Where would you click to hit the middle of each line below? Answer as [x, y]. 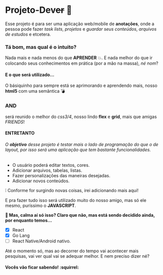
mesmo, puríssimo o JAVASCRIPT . [41, 205]
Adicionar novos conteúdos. [41, 181]
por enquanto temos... [29, 220]
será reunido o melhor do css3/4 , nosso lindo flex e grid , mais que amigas [81, 117]
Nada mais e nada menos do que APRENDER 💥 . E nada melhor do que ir [79, 58]
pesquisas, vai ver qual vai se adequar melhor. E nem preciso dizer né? [77, 256]
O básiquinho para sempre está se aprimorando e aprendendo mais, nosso [81, 85]
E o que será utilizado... [30, 75]
